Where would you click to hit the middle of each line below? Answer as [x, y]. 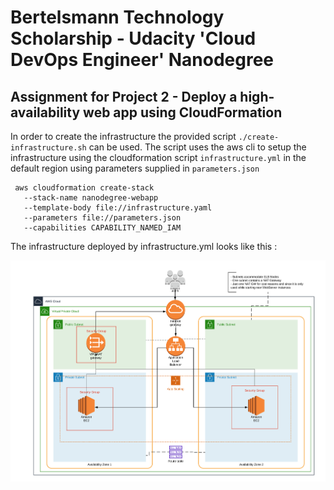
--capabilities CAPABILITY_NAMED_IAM [102, 228]
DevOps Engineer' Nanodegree [142, 60]
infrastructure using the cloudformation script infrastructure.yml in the [158, 157]
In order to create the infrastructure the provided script [123, 136]
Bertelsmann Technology [117, 17]
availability [45, 112]
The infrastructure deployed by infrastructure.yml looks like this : [144, 246]
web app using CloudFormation [183, 112]
